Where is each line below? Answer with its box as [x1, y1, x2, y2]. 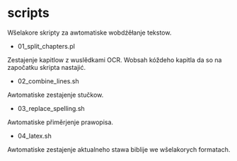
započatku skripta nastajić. [7, 63, 86, 71]
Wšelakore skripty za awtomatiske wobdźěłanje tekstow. [7, 28, 172, 37]
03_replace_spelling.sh [17, 104, 85, 112]
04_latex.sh [17, 131, 52, 140]
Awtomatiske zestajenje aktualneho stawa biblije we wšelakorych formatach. [7, 145, 231, 153]
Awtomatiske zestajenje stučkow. [7, 90, 104, 99]
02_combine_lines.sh [17, 76, 79, 85]
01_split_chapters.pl [17, 42, 76, 50]
